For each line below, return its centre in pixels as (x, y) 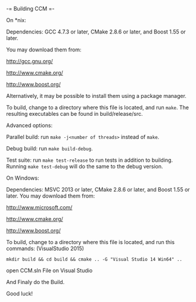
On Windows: (23, 178)
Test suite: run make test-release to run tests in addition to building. (90, 160)
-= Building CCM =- (30, 9)
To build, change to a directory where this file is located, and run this (90, 242)
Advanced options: (29, 125)
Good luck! (20, 294)
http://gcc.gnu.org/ (29, 61)
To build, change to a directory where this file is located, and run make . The (98, 107)
